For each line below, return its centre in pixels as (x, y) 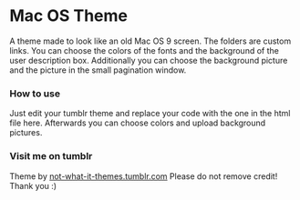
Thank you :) (33, 185)
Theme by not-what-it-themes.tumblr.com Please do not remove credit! (144, 176)
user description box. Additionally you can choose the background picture (149, 60)
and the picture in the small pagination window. (98, 70)
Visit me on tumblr (51, 156)
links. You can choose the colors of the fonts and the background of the (145, 50)
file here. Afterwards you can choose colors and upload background (138, 123)
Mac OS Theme (69, 16)
